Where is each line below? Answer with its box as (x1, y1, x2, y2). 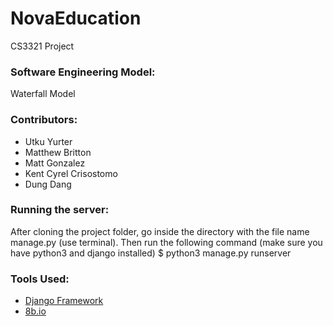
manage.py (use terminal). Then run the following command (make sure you (10, 236, 323, 248)
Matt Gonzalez (24, 157, 86, 169)
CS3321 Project (10, 40, 75, 52)
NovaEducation (10, 7, 142, 30)
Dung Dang (24, 178, 72, 190)
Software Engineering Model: (10, 65, 156, 79)
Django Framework (24, 295, 104, 307)
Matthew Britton (24, 146, 92, 158)
